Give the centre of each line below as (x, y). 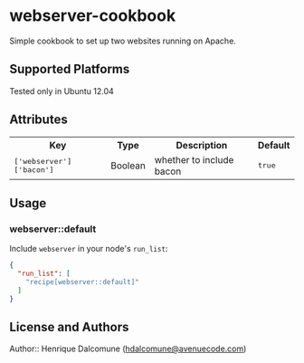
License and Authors (69, 327)
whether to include (194, 159)
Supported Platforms (70, 69)
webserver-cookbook (93, 16)
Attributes (38, 120)
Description (202, 145)
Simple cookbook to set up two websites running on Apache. (123, 41)
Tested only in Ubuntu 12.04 (62, 91)
